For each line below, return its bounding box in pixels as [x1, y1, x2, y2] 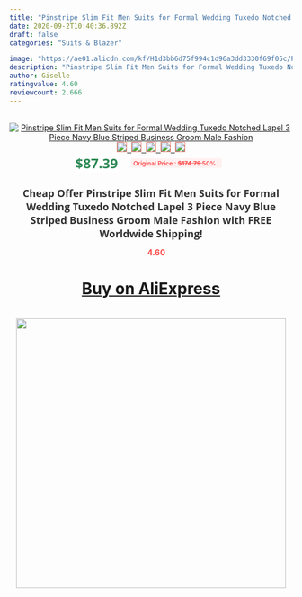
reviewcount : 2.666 [9, 87, 83, 97]
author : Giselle [9, 71, 70, 81]
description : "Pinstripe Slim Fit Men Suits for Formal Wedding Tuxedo [9, 63, 283, 72]
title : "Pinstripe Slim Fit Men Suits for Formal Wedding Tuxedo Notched [9, 13, 292, 22]
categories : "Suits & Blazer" [9, 38, 123, 48]
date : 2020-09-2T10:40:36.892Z [9, 22, 127, 31]
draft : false [9, 30, 58, 39]
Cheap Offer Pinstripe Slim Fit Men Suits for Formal [22, 185, 280, 200]
